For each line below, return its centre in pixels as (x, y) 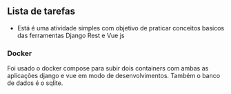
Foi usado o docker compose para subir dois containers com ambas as (108, 68)
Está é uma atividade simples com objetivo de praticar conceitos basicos (121, 28)
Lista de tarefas (41, 11)
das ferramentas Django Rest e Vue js (71, 35)
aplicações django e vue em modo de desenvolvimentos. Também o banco (114, 76)
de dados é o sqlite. (35, 83)
